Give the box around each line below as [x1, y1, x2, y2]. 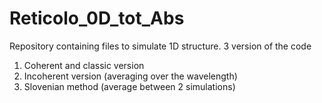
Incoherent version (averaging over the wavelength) [23, 70, 238, 82]
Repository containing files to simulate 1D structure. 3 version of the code [9, 40, 312, 52]
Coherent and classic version [23, 59, 145, 71]
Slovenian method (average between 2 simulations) [23, 80, 236, 92]
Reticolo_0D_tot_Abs [9, 7, 185, 30]
